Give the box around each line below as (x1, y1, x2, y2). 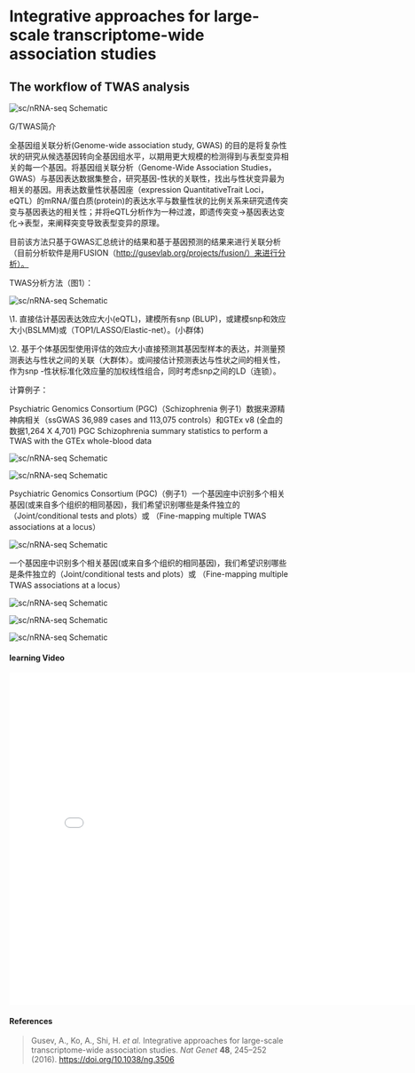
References (9, 1015, 53, 1026)
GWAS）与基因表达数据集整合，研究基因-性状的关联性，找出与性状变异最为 (9, 173, 286, 184)
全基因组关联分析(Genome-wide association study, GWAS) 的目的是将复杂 (9, 140, 279, 150)
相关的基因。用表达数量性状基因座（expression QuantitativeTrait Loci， (9, 185, 269, 194)
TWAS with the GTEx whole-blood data (9, 436, 153, 446)
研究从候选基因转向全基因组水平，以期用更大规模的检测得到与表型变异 (24, 151, 281, 162)
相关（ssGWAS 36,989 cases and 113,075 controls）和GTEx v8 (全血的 (24, 414, 284, 425)
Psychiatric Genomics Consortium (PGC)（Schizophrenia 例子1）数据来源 (9, 404, 278, 414)
